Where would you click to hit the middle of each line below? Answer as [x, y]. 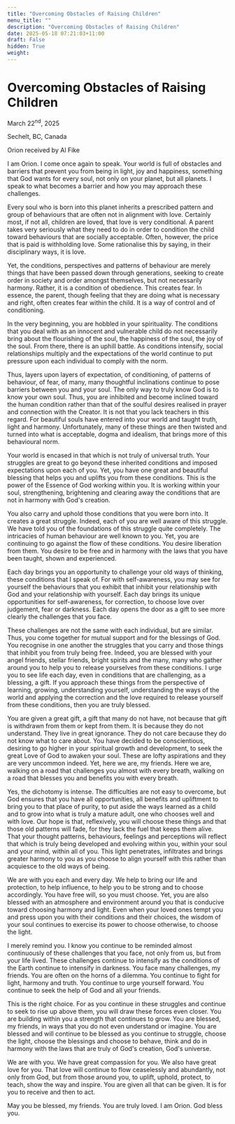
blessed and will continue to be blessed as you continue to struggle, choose [117, 1034]
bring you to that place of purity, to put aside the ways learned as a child [112, 807]
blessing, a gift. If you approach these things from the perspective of [106, 683]
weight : [19, 53]
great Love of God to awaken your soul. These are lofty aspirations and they [117, 756]
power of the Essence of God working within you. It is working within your [114, 486]
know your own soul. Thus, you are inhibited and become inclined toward [113, 397]
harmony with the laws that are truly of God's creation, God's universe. [109, 1049]
